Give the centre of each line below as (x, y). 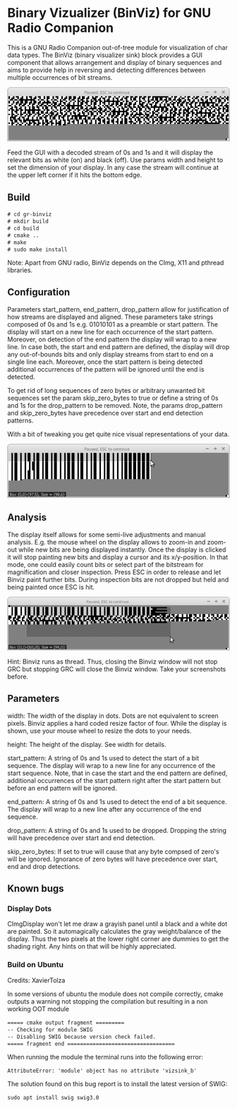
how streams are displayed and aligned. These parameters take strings (110, 317)
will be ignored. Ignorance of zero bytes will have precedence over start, (113, 859)
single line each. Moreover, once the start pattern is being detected (105, 362)
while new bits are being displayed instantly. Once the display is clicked (122, 549)
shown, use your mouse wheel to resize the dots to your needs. (99, 731)
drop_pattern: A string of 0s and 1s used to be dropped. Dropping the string (117, 830)
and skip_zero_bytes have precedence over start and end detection (105, 413)
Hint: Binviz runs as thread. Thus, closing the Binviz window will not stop (113, 662)
